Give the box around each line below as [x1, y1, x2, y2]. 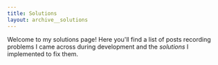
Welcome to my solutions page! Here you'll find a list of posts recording [7, 35, 211, 43]
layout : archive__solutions [7, 16, 89, 23]
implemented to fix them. [7, 49, 78, 58]
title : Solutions [7, 10, 57, 17]
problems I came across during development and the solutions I [7, 42, 189, 51]
